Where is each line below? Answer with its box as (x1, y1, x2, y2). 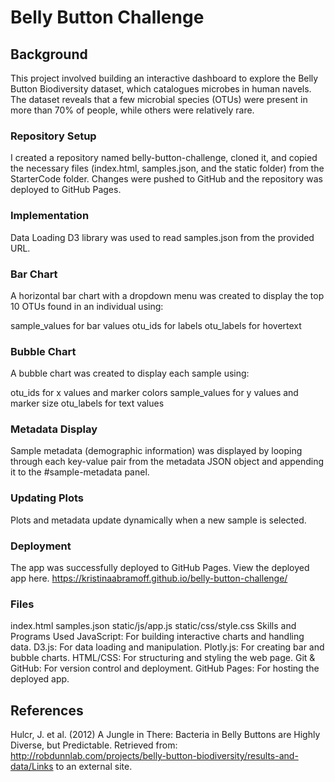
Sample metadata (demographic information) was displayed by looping (10, 445, 303, 457)
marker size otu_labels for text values (10, 397, 165, 410)
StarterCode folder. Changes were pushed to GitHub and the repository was (10, 173, 323, 185)
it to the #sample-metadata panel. (10, 466, 150, 478)
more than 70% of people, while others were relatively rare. (10, 104, 255, 116)
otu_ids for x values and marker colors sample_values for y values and (10, 387, 299, 399)
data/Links (10, 761, 54, 773)
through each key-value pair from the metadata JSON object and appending (10, 456, 325, 468)
